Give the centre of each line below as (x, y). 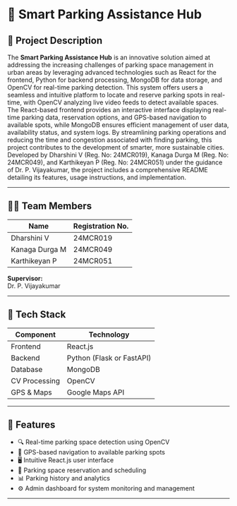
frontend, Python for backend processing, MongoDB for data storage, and (115, 80)
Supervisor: (25, 278)
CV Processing (36, 380)
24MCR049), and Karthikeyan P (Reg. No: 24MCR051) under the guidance (115, 162)
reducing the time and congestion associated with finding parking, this (110, 140)
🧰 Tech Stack (37, 314)
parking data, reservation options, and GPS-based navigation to (114, 117)
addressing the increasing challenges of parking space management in (110, 65)
